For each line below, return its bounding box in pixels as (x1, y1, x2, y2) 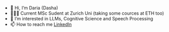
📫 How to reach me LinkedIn (10, 21, 72, 27)
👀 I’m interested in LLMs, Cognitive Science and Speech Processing (10, 16, 154, 21)
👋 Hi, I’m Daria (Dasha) (10, 5, 58, 11)
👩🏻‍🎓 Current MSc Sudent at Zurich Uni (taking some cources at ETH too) (10, 10, 164, 16)
